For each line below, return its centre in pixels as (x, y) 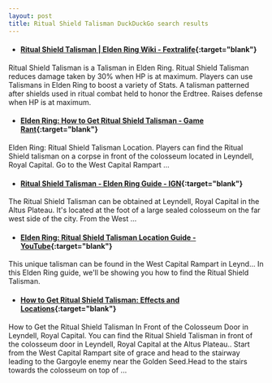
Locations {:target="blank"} (68, 308)
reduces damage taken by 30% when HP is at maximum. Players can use (131, 76)
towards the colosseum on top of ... (68, 370)
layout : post (30, 16)
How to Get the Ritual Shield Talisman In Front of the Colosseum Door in (129, 327)
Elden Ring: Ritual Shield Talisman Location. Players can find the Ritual (126, 147)
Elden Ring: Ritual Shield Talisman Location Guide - (108, 237)
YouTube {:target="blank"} (66, 246)
